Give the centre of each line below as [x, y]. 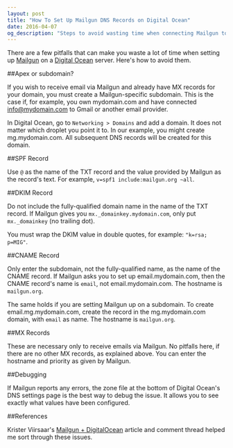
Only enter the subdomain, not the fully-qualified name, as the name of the [114, 269]
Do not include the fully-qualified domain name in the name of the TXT [108, 207]
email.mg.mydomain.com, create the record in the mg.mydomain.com [106, 312]
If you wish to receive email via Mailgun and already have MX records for [111, 87]
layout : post [26, 14]
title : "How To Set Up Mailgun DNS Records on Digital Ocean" [99, 20]
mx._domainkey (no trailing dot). [51, 221]
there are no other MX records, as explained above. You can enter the [107, 354]
